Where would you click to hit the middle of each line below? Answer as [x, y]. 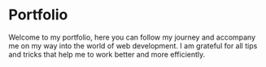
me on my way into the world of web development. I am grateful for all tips [133, 45]
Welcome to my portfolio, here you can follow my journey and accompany [132, 37]
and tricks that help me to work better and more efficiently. [107, 54]
